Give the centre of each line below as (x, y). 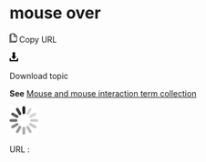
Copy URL (38, 39)
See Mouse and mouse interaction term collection (103, 93)
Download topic (39, 76)
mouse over (56, 13)
